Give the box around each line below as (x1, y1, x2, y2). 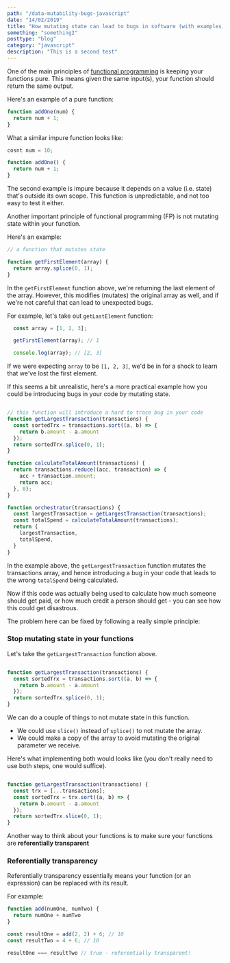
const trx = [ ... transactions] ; (13, 787, 106, 794)
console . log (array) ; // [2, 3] (13, 349, 103, 357)
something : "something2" (7, 29, 78, 36)
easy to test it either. (7, 199, 65, 207)
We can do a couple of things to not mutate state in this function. (7, 713, 190, 721)
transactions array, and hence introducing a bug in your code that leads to (7, 568, 216, 577)
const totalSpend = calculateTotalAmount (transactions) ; (13, 517, 179, 524)
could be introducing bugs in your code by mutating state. (7, 390, 171, 398)
